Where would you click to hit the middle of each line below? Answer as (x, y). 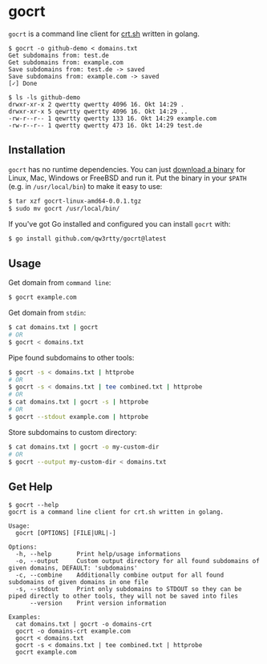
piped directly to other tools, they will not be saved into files (123, 596)
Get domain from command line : (60, 283)
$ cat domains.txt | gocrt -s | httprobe (79, 402)
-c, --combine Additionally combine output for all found (120, 575)
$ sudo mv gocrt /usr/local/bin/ (64, 208)
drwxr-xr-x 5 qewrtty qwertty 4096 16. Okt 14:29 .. (98, 111)
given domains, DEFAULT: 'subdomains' (73, 568)
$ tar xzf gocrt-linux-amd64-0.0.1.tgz (75, 201)
